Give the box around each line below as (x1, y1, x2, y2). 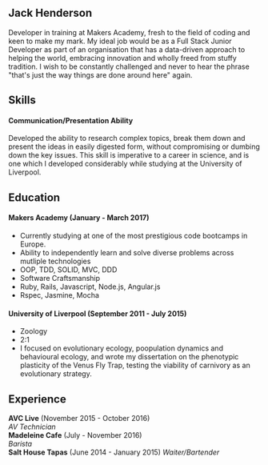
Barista (8, 439, 32, 449)
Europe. (19, 239, 46, 249)
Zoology (19, 327, 48, 336)
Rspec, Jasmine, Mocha (19, 291, 100, 299)
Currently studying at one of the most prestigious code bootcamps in (19, 231, 248, 240)
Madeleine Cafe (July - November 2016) (8, 431, 142, 440)
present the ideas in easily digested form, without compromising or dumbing (8, 142, 260, 151)
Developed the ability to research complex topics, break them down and (8, 134, 246, 143)
